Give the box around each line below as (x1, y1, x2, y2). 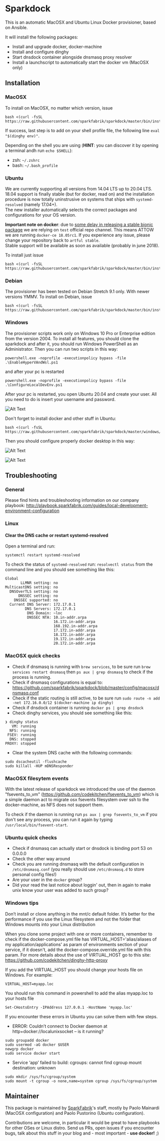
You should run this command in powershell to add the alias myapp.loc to (5, 990, 153, 996)
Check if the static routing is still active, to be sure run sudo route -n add (12, 695, 160, 701)
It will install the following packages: (5, 34, 79, 40)
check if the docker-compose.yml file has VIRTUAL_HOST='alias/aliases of (5, 936, 157, 942)
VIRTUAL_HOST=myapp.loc (5, 981, 54, 987)
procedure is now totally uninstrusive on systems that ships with (5, 196, 135, 202)
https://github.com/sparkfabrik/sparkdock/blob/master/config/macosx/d (12, 684, 160, 691)
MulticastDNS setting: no (5, 585, 58, 590)
